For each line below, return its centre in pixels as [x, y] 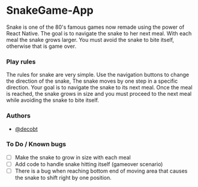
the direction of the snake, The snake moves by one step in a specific [92, 81]
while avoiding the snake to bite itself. [52, 100]
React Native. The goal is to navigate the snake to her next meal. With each [99, 33]
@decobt [26, 129]
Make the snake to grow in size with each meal [73, 157]
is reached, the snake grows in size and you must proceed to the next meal [99, 94]
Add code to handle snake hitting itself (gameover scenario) [89, 164]
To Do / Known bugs [36, 144]
